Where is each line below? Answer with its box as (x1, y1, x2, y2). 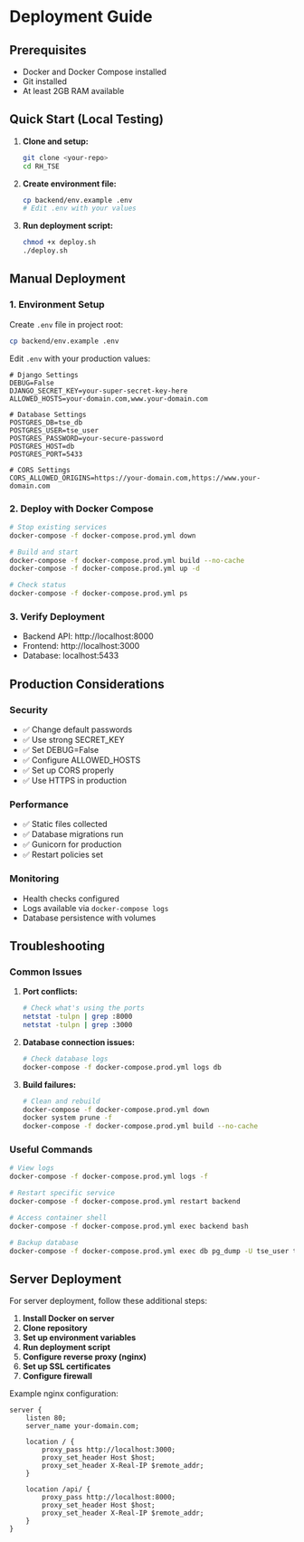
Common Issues (9, 966, 83, 978)
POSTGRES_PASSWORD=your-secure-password (9, 433, 165, 443)
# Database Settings (9, 410, 88, 419)
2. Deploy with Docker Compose (9, 502, 154, 515)
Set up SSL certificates (22, 1361, 111, 1372)
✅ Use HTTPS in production (22, 776, 127, 786)
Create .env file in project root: (9, 319, 124, 329)
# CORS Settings (9, 465, 71, 474)
